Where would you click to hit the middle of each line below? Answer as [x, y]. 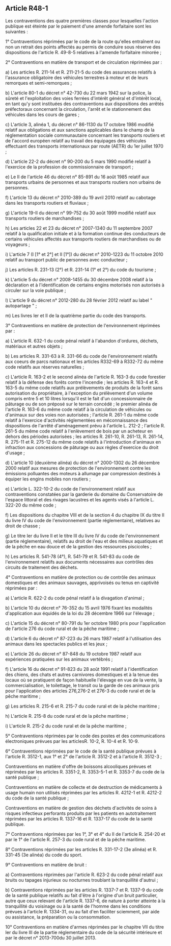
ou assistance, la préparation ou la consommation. [58, 917]
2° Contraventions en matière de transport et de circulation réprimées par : [84, 62]
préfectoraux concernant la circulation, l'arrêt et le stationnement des [78, 109]
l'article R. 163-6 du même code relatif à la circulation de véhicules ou [78, 409]
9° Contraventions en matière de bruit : [46, 864]
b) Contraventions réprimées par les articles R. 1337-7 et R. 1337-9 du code [84, 890]
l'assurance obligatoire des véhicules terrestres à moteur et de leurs [77, 77]
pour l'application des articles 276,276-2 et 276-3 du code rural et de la [80, 691]
